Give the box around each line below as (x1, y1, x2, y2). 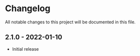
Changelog (5, 3, 51, 14)
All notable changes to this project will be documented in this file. (5, 19, 136, 25)
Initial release (12, 46, 39, 52)
